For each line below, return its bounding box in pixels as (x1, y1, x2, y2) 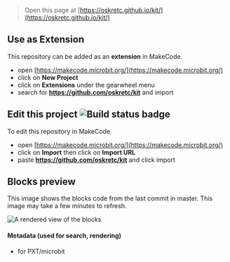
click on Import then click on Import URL (17, 148, 136, 156)
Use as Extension (7, 34, 85, 46)
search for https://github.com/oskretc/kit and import (17, 88, 174, 97)
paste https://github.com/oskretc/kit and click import (17, 156, 175, 164)
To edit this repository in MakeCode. (7, 127, 112, 135)
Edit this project (7, 109, 78, 120)
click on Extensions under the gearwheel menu (17, 81, 156, 89)
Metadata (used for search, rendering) (7, 231, 121, 240)
